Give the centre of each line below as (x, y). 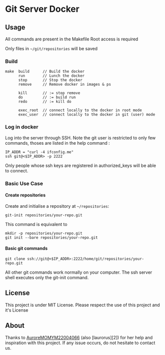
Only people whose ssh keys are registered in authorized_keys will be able (81, 165)
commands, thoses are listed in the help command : (57, 143)
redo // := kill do (45, 102)
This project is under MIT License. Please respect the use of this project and (82, 305)
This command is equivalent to (36, 224)
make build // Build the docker (45, 72)
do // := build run (47, 97)
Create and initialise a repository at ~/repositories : (57, 206)
